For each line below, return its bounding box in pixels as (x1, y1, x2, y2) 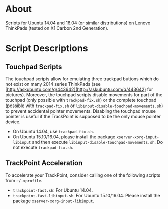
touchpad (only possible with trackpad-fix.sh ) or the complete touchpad (5, 97, 157, 103)
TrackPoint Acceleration (5, 159, 83, 167)
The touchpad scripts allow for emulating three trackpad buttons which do (5, 76, 159, 82)
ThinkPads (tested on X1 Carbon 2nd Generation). (5, 25, 109, 31)
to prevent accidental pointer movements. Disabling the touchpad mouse (5, 108, 156, 114)
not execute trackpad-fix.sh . (12, 144, 74, 150)
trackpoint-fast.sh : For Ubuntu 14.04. (12, 187, 93, 193)
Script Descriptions (5, 43, 88, 54)
